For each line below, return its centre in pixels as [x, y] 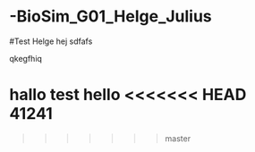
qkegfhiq [26, 58]
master [178, 138]
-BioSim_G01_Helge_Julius [110, 17]
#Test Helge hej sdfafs [51, 41]
